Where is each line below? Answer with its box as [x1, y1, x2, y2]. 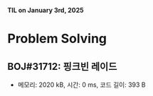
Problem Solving [7, 31, 107, 47]
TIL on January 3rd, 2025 [7, 6, 84, 14]
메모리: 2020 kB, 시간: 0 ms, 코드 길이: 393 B [17, 80, 146, 89]
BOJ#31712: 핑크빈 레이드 [7, 60, 117, 73]
